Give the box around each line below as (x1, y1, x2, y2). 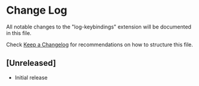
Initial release (14, 74, 48, 81)
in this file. (6, 29, 32, 36)
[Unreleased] (6, 58, 57, 68)
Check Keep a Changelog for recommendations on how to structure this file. (6, 41, 194, 48)
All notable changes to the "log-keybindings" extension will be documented (6, 23, 192, 30)
